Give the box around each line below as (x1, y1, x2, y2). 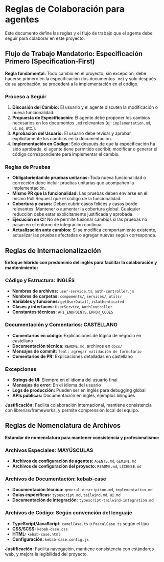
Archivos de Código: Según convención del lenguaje (5, 509, 132, 516)
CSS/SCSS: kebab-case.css (12, 526, 68, 532)
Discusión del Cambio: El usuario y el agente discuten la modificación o (12, 104, 158, 110)
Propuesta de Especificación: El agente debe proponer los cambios (12, 115, 150, 121)
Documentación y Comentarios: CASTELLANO (5, 321, 118, 328)
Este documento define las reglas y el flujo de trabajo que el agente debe (5, 30, 153, 36)
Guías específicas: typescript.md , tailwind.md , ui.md (12, 492, 121, 498)
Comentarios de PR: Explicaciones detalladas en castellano (12, 353, 133, 359)
